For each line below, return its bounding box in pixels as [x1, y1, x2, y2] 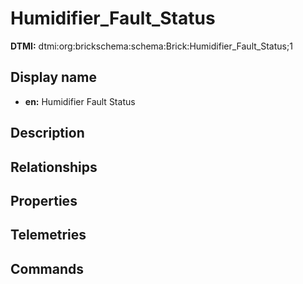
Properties [10, 192, 78, 209]
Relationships [10, 158, 98, 176]
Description [10, 125, 85, 142]
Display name [10, 69, 97, 86]
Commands [10, 260, 85, 277]
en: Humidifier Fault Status [24, 95, 136, 107]
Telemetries [10, 227, 87, 244]
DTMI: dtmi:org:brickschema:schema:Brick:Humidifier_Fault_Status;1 [10, 40, 293, 52]
